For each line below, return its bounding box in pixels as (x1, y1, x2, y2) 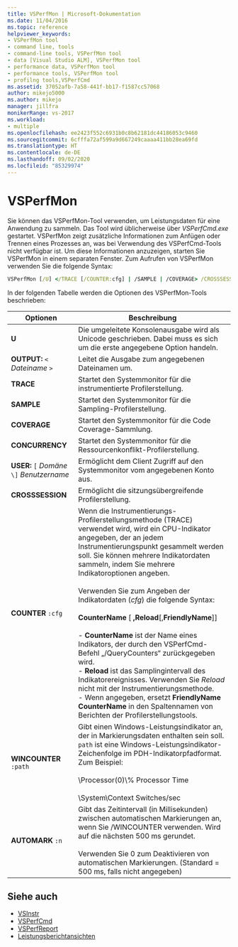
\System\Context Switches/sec (77, 793, 181, 803)
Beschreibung (128, 313, 177, 323)
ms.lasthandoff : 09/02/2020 (7, 156, 91, 163)
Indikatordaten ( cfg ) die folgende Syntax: (77, 595, 215, 605)
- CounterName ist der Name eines (77, 630, 198, 640)
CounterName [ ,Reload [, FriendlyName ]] (77, 612, 218, 622)
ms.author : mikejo (7, 97, 62, 104)
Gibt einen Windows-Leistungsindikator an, (77, 722, 223, 732)
